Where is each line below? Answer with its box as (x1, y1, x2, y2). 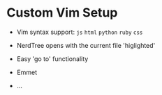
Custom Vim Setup (6, 5, 118, 21)
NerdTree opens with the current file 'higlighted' (16, 41, 156, 49)
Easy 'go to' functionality (16, 54, 89, 63)
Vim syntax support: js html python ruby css (16, 28, 143, 36)
